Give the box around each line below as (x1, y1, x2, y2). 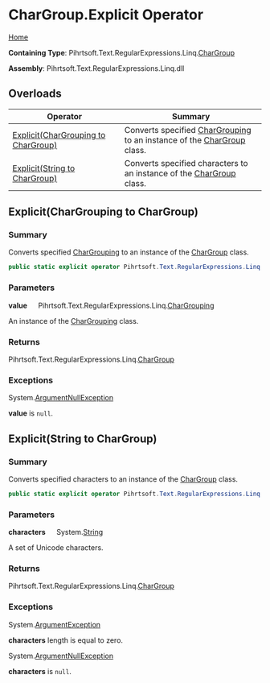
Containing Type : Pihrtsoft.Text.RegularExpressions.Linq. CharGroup (8, 48, 235, 57)
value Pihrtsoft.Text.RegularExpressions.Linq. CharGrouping (8, 300, 215, 310)
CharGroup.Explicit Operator (8, 6, 203, 24)
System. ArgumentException (8, 619, 101, 629)
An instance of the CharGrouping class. (8, 316, 139, 325)
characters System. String (8, 528, 104, 537)
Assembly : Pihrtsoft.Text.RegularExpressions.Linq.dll (8, 63, 185, 73)
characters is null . (8, 666, 72, 676)
